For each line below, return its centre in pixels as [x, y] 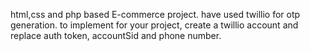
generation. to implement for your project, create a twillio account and [154, 25]
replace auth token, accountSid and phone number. [116, 35]
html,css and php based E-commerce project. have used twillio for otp [155, 14]
